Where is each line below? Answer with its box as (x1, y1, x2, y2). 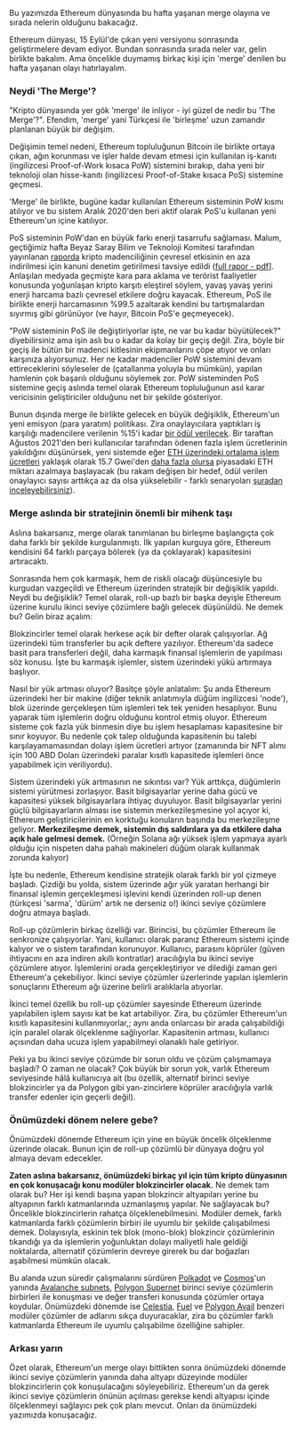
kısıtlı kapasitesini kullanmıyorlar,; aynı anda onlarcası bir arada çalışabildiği (9, 1017, 285, 1028)
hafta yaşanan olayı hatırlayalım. (9, 62, 127, 73)
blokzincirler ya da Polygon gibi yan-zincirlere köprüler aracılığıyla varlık (9, 1082, 274, 1092)
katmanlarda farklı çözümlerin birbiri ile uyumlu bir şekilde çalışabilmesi (9, 1217, 270, 1228)
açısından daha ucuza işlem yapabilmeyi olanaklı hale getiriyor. (9, 1036, 239, 1047)
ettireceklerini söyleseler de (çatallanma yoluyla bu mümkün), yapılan (9, 363, 262, 374)
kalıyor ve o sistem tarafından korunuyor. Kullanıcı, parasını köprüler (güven (9, 943, 286, 954)
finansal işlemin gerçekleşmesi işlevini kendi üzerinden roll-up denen (9, 888, 262, 899)
